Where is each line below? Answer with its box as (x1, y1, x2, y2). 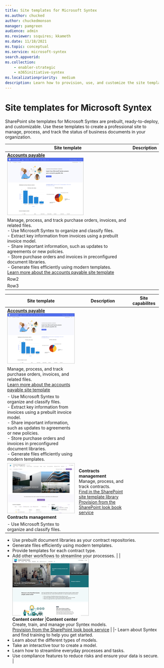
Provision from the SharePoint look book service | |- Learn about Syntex (12, 627, 157, 633)
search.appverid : (5, 54, 41, 59)
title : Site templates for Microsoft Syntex (5, 8, 97, 13)
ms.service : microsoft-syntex (5, 49, 67, 54)
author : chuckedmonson (5, 18, 51, 23)
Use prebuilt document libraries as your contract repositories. (12, 537, 136, 543)
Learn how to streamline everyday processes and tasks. (12, 648, 125, 654)
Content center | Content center (12, 616, 78, 622)
